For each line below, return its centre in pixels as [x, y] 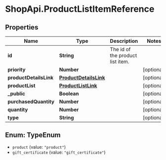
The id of [120, 49]
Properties [22, 27]
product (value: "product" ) [39, 147]
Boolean [69, 94]
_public [17, 94]
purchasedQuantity [31, 102]
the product [124, 55]
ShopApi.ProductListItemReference [80, 9]
